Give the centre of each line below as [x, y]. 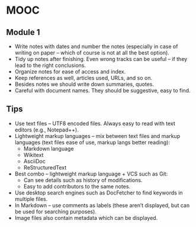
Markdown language [49, 148]
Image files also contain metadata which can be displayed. [86, 218]
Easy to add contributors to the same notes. [77, 186]
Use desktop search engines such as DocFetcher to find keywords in [99, 193]
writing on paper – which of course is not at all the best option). [92, 53]
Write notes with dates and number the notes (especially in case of [96, 46]
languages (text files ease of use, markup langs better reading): [92, 142]
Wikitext [33, 155]
